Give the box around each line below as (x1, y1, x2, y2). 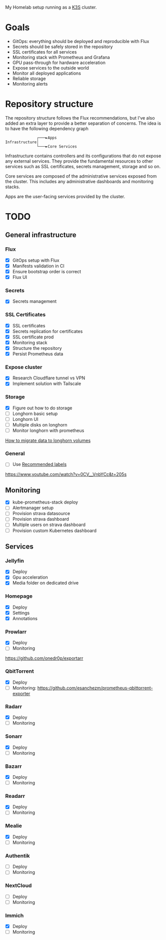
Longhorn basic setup (12, 410, 58, 416)
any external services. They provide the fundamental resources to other (5, 158, 153, 164)
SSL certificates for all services (12, 49, 77, 55)
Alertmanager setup (12, 505, 54, 511)
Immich (5, 912, 24, 919)
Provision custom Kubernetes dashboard (12, 528, 96, 534)
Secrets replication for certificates (12, 328, 83, 334)
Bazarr (5, 763, 22, 770)
